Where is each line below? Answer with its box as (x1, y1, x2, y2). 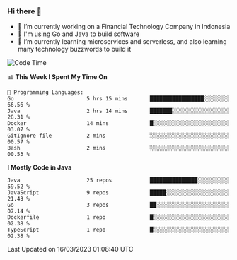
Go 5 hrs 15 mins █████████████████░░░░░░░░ (7, 95, 230, 102)
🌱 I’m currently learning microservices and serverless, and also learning (17, 37, 228, 46)
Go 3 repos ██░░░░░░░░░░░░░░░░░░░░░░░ (7, 201, 230, 209)
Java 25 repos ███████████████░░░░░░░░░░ (7, 177, 230, 184)
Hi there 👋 (7, 6, 42, 16)
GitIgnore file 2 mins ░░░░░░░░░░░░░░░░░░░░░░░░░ (7, 132, 230, 140)
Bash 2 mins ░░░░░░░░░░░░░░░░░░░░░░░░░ (7, 145, 230, 152)
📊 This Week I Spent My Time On (7, 73, 108, 81)
